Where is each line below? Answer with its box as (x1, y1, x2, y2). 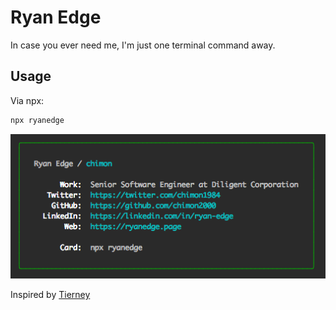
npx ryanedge (10, 115, 65, 125)
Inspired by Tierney (10, 289, 91, 301)
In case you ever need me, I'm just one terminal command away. (10, 39, 276, 51)
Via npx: (10, 94, 45, 106)
